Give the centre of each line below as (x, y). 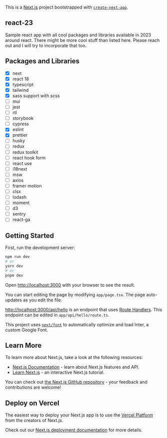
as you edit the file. (43, 300)
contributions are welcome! (33, 387)
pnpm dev (14, 275)
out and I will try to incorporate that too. (46, 45)
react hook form (29, 158)
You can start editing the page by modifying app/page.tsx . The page (75, 294)
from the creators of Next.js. (34, 421)
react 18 (20, 79)
